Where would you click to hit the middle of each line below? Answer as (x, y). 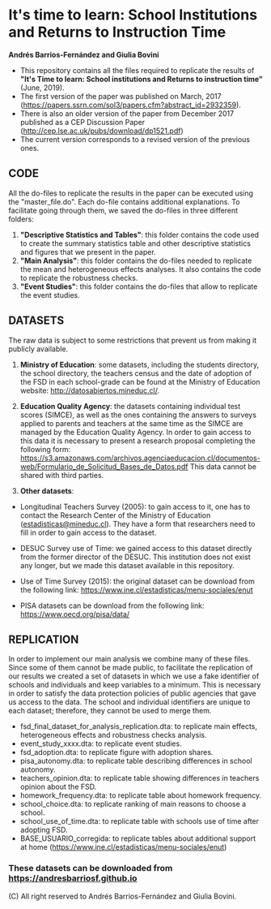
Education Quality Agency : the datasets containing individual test (130, 406)
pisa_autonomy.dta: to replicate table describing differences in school (136, 761)
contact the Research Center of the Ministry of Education (115, 515)
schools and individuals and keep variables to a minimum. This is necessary (135, 685)
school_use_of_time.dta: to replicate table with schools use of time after (140, 821)
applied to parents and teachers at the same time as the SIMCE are (131, 423)
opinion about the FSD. (58, 787)
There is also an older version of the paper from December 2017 (127, 113)
